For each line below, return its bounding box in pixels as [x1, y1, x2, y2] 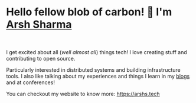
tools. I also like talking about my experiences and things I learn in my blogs [6, 72, 190, 79]
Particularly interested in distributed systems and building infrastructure [6, 66, 181, 73]
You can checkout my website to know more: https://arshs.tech [6, 90, 161, 97]
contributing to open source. [6, 55, 76, 62]
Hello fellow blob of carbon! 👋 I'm [6, 5, 172, 19]
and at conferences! [6, 79, 55, 86]
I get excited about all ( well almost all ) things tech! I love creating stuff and [6, 48, 187, 55]
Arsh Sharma [6, 18, 72, 31]
